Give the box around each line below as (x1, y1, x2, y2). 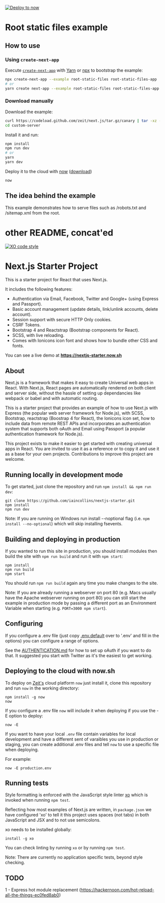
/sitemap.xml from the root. (5, 210, 60, 216)
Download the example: (5, 109, 53, 115)
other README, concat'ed (5, 227, 113, 238)
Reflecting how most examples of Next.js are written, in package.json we (5, 807, 152, 813)
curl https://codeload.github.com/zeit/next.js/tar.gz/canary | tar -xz (5, 118, 157, 123)
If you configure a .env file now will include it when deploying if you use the (5, 707, 156, 713)
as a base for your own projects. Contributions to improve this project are (5, 451, 153, 457)
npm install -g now (5, 694, 45, 699)
